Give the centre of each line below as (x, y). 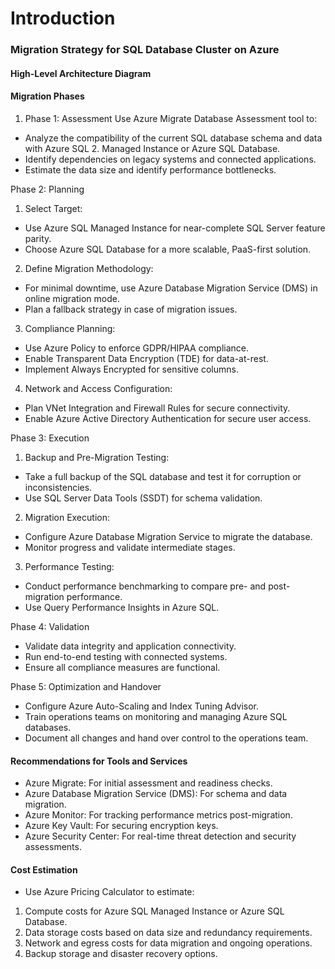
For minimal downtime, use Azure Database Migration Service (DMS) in (171, 288)
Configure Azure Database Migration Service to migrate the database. (168, 536)
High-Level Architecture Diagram (81, 73)
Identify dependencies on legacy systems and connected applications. (170, 159)
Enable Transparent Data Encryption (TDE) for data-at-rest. (146, 358)
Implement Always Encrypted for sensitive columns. (131, 369)
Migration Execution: (67, 517)
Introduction (63, 18)
